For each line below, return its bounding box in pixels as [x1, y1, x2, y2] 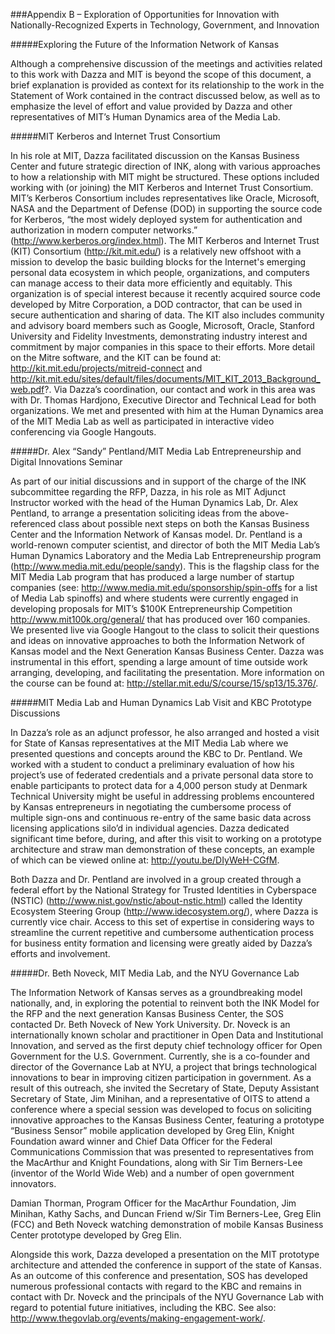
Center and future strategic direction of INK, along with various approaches [10, 160, 321, 172]
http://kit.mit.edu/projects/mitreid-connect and [10, 362, 203, 374]
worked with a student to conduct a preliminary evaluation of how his [10, 759, 295, 770]
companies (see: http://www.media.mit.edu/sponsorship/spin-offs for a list [10, 582, 318, 593]
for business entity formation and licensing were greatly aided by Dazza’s [10, 937, 313, 949]
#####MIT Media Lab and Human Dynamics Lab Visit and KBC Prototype [10, 697, 312, 708]
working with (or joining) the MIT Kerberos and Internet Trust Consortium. [10, 182, 314, 193]
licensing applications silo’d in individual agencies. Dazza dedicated [10, 822, 290, 834]
